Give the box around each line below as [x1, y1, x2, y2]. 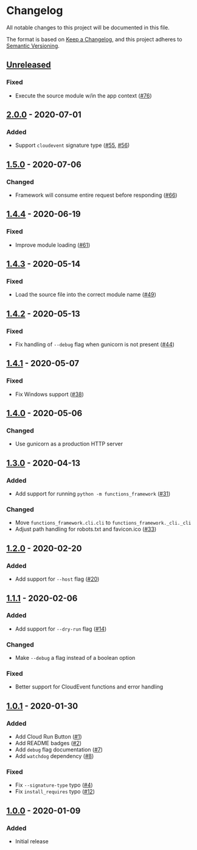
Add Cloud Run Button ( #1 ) [15, 733, 82, 740]
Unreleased [6, 60, 52, 70]
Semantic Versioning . [6, 42, 60, 49]
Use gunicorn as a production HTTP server [15, 440, 123, 448]
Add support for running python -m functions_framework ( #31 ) [15, 490, 171, 497]
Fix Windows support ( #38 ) [15, 391, 84, 398]
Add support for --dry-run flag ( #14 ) [15, 625, 107, 632]
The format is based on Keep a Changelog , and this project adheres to [6, 35, 182, 43]
